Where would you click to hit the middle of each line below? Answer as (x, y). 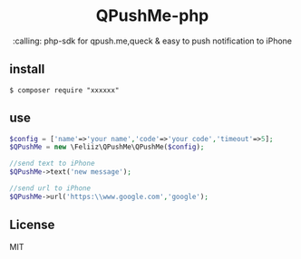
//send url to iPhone (50, 188)
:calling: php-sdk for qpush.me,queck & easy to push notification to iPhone (152, 41)
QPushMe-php (152, 16)
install (27, 69)
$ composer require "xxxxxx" (64, 90)
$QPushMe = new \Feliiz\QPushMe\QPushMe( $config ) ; (107, 147)
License (32, 225)
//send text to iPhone (52, 164)
